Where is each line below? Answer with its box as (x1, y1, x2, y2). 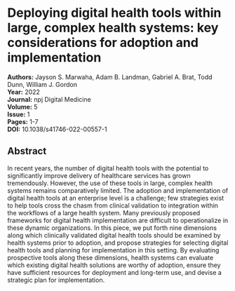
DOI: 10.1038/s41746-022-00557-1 (7, 125, 107, 133)
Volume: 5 (7, 102, 38, 111)
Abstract (7, 145, 47, 157)
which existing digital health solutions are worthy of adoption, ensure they (7, 261, 221, 269)
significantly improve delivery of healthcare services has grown (7, 171, 191, 180)
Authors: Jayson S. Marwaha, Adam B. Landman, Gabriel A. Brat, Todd (7, 72, 213, 81)
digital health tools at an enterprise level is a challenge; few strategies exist (7, 194, 224, 202)
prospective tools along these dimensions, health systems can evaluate (7, 253, 214, 262)
